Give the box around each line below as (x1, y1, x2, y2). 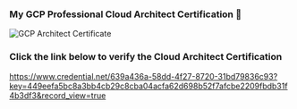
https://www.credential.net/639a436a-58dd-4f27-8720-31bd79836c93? (9, 71, 278, 81)
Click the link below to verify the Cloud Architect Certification (9, 51, 283, 63)
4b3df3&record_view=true (9, 89, 106, 101)
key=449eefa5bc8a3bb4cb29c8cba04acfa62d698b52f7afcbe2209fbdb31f (9, 80, 288, 91)
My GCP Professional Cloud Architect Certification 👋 (9, 8, 242, 21)
